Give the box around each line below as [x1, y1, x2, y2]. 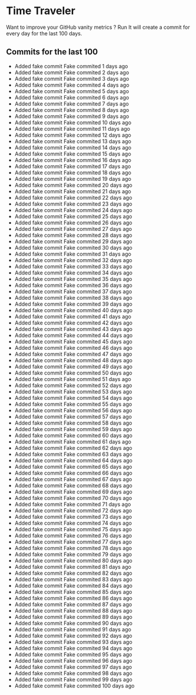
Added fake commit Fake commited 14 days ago [14, 144, 132, 151]
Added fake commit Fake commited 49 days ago [14, 363, 133, 370]
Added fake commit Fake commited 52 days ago [14, 382, 132, 389]
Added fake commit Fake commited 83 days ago [14, 575, 132, 583]
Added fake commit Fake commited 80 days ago [14, 557, 132, 564]
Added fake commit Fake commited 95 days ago [14, 651, 132, 658]
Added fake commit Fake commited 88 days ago [14, 607, 132, 614]
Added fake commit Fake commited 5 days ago [14, 87, 129, 95]
